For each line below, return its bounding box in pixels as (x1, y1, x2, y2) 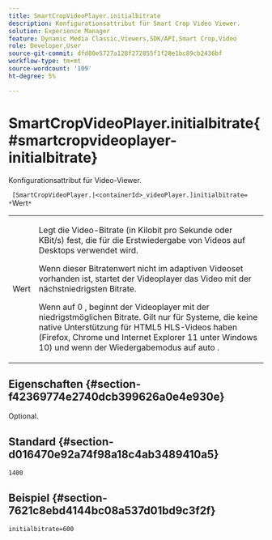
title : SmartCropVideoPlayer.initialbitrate (8, 11, 161, 20)
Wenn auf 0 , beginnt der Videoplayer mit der (38, 301, 210, 313)
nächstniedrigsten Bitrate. (38, 283, 137, 294)
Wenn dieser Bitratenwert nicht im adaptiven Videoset (38, 262, 244, 274)
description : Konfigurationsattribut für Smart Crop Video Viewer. (8, 19, 241, 28)
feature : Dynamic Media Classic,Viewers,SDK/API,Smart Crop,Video (8, 34, 237, 43)
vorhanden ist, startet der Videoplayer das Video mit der (38, 273, 253, 284)
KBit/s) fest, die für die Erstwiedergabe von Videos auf (38, 234, 245, 245)
